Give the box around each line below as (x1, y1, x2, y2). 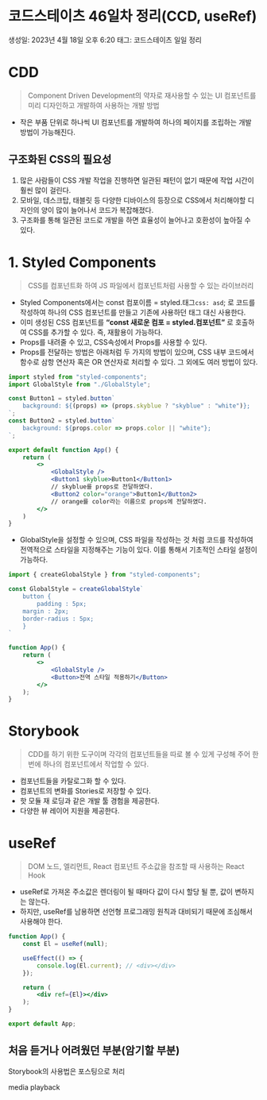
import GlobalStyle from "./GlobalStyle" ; (8, 380, 151, 388)
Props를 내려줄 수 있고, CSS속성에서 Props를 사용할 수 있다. (19, 337, 208, 346)
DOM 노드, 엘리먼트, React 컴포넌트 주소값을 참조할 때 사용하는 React (27, 862, 245, 871)
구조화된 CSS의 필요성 (8, 152, 112, 167)
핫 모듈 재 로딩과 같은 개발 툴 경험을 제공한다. (19, 796, 161, 806)
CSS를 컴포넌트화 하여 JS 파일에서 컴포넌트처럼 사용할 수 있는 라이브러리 (27, 280, 254, 290)
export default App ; (8, 1020, 77, 1028)
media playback (8, 1082, 60, 1092)
